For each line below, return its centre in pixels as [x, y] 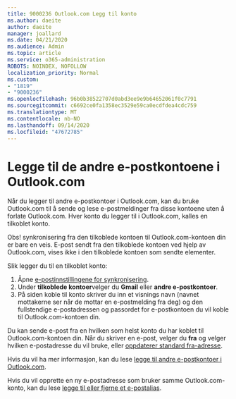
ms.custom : [23, 79]
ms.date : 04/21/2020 [38, 40]
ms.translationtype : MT [42, 112]
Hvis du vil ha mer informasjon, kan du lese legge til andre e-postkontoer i [114, 360]
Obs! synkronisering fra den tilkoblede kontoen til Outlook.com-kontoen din [117, 238]
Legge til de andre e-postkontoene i [114, 167]
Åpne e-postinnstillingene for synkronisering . [83, 280]
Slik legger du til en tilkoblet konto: [57, 266]
